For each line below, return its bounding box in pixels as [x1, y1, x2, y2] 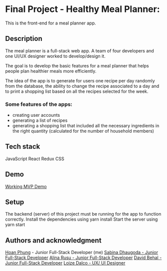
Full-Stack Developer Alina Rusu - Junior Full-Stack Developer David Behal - [5, 255, 162, 261]
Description [5, 34, 42, 43]
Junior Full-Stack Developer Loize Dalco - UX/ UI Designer [5, 260, 126, 266]
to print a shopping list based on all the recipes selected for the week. [5, 88, 149, 94]
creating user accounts [12, 112, 60, 118]
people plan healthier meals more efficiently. [5, 68, 97, 74]
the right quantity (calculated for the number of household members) [12, 128, 155, 134]
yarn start [5, 222, 25, 228]
